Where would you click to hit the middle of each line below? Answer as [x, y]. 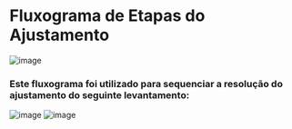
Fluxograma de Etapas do [107, 16]
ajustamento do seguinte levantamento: [100, 94]
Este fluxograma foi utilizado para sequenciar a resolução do [146, 84]
